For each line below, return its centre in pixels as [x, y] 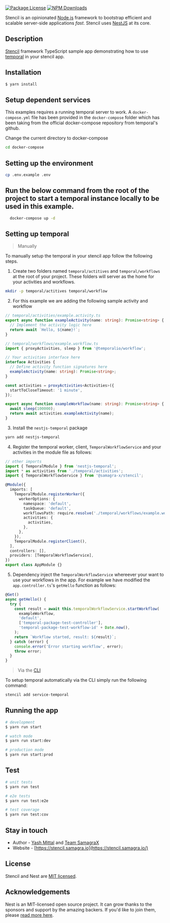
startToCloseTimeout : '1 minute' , [46, 390]
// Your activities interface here [43, 357]
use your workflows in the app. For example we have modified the [81, 580]
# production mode [25, 750]
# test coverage [22, 810]
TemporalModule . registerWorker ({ [50, 494]
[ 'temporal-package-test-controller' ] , [60, 623]
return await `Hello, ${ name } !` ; [45, 329]
